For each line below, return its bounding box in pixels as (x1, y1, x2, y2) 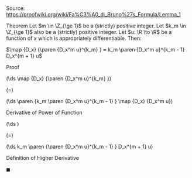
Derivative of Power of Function (6, 109, 83, 116)
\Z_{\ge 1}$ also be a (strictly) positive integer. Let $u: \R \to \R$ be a (6, 29, 172, 36)
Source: (6, 5, 25, 12)
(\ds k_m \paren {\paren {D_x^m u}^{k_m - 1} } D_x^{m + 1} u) (6, 143, 153, 150)
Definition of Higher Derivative (6, 155, 80, 162)
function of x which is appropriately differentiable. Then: (6, 35, 142, 42)
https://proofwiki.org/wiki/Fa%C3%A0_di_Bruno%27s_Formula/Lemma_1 (6, 11, 181, 18)
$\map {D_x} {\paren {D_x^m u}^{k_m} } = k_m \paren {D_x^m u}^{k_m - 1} (6, 46, 185, 53)
